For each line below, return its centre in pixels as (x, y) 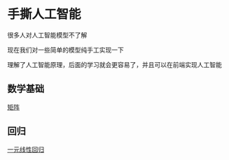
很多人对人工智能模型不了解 (47, 35)
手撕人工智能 (44, 14)
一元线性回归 (26, 149)
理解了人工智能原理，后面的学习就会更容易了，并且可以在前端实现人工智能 (114, 64)
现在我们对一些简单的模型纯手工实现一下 (65, 50)
